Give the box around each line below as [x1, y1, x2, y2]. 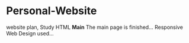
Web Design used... [6, 29, 55, 37]
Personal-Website [6, 4, 97, 18]
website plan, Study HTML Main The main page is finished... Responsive [6, 24, 184, 31]
